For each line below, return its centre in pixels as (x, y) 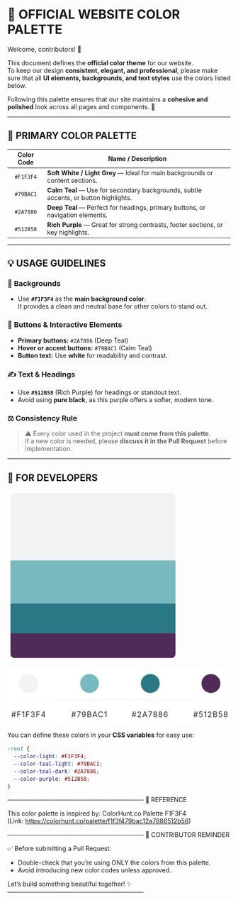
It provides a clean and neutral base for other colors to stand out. (112, 306)
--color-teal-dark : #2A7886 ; (57, 771)
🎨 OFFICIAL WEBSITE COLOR (94, 15)
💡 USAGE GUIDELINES (57, 263)
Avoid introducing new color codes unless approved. (94, 870)
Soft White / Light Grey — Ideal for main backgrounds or (130, 172)
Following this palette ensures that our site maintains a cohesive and (108, 99)
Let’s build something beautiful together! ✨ (70, 884)
